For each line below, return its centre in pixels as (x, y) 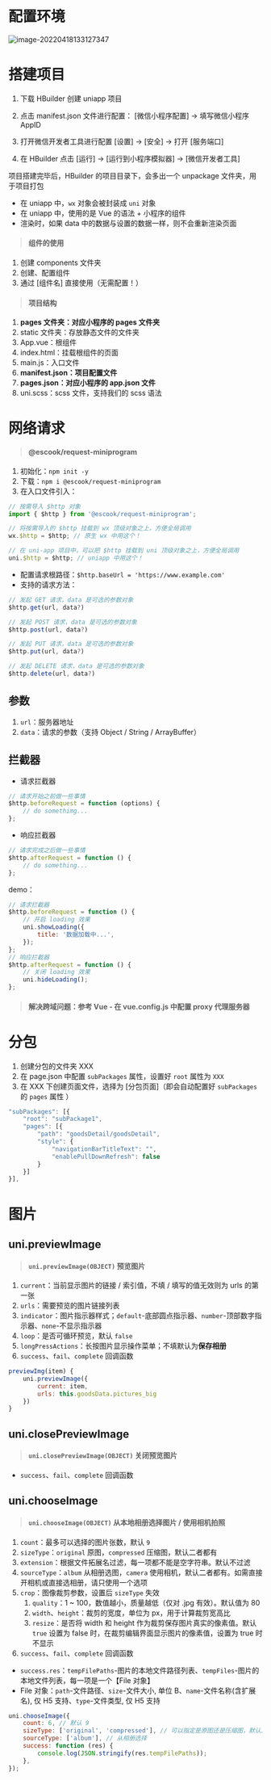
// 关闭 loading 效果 (57, 972)
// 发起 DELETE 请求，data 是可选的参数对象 (77, 666)
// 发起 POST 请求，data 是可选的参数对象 (73, 622)
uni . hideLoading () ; (56, 980)
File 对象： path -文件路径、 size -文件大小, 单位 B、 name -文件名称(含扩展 (138, 1690)
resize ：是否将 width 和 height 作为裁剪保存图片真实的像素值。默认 (144, 1623)
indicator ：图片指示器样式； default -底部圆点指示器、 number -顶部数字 (138, 1316)
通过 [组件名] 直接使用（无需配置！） (81, 283)
